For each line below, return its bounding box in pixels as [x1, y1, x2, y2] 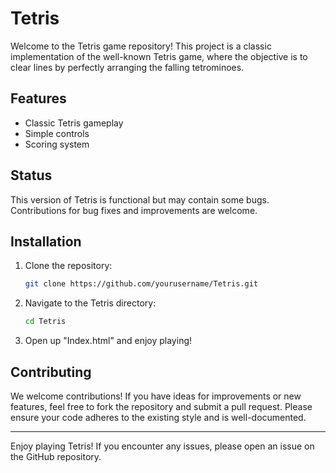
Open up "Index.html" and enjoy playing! [24, 335, 193, 347]
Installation [10, 233, 82, 250]
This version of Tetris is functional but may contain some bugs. [10, 193, 270, 206]
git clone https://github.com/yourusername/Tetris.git [24, 279, 259, 289]
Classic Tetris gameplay [24, 117, 124, 129]
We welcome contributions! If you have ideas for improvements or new [10, 390, 302, 402]
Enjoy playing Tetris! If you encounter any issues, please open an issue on [10, 440, 315, 452]
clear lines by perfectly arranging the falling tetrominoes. [10, 61, 245, 73]
